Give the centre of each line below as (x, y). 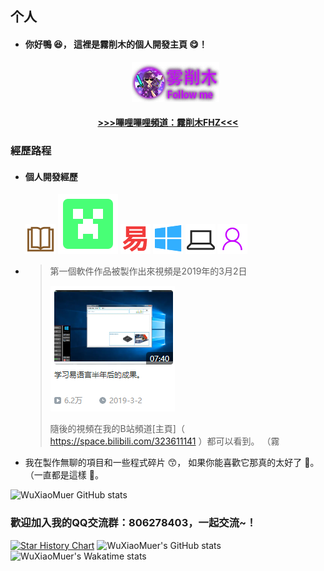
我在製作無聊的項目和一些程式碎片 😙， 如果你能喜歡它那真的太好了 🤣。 (172, 463)
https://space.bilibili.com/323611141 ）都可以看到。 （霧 (164, 441)
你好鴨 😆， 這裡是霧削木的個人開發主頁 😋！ (116, 44)
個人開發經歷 (51, 176)
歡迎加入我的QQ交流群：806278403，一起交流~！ (133, 523)
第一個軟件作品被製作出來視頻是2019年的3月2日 (148, 271)
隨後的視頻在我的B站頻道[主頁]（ (117, 429)
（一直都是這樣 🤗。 (64, 475)
